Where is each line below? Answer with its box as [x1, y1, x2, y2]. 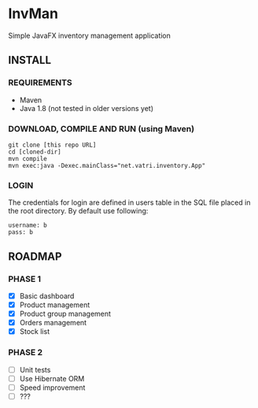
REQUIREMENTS [8, 77, 72, 88]
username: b [8, 221, 47, 229]
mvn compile [8, 154, 47, 162]
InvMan [8, 5, 59, 23]
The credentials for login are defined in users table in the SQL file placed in [8, 198, 251, 207]
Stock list [19, 327, 50, 336]
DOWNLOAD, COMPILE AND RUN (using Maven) [8, 123, 195, 134]
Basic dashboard [19, 291, 75, 300]
